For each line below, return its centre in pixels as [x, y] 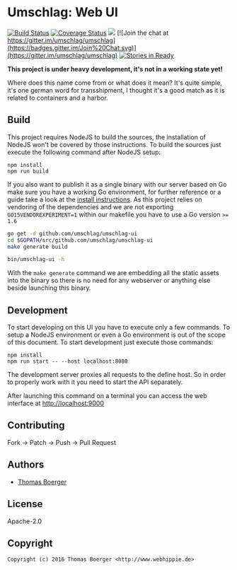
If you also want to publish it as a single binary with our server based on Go [117, 184]
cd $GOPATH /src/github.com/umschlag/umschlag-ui [80, 240]
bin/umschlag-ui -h [36, 260]
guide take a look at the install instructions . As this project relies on [105, 199]
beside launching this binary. [49, 288]
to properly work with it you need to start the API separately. [95, 382]
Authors [26, 465]
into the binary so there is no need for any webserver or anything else [109, 281]
